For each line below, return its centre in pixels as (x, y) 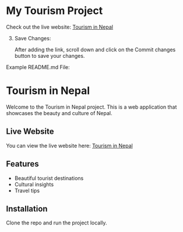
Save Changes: (33, 38)
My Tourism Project (54, 11)
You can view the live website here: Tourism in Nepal (69, 146)
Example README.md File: (38, 67)
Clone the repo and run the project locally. (57, 223)
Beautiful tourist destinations (49, 178)
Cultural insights (34, 184)
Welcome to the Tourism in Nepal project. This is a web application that (91, 107)
